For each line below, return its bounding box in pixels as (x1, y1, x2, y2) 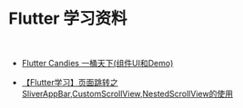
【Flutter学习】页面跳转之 (21, 76, 119, 87)
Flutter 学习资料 (8, 8, 128, 29)
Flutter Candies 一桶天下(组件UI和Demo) (21, 57, 174, 68)
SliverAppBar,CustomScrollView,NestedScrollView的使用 (21, 88, 234, 99)
